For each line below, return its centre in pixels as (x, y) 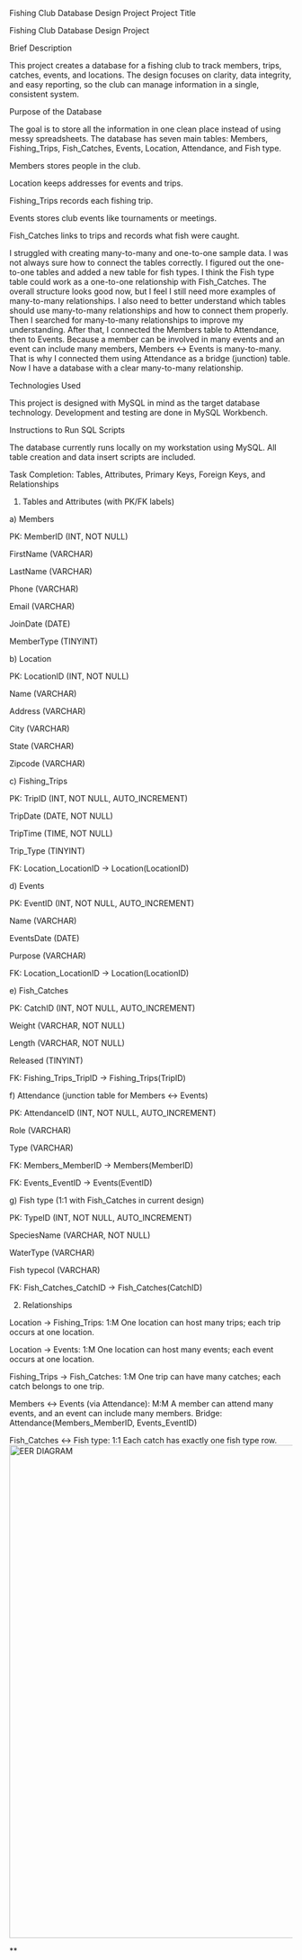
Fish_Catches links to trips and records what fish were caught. (124, 235)
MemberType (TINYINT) (54, 641)
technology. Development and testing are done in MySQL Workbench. (138, 412)
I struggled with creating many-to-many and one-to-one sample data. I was (149, 253)
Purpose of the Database (56, 111)
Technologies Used (45, 385)
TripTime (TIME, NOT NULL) (61, 833)
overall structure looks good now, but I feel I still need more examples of (142, 291)
